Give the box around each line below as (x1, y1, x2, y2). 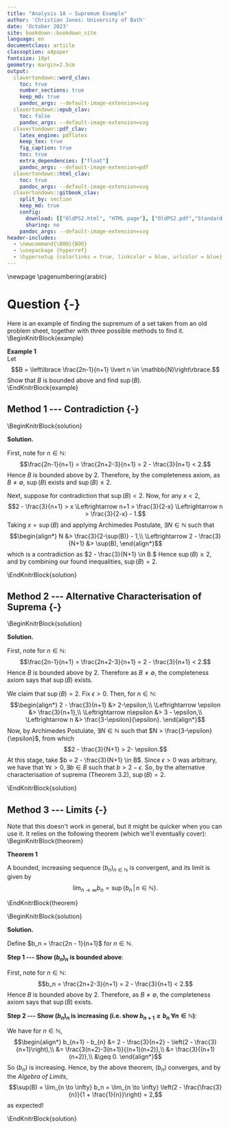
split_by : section (19, 196, 72, 203)
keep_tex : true (19, 138, 63, 145)
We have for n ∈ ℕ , (7, 1027, 62, 1035)
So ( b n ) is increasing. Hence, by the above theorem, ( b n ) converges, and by (7, 1064, 221, 1073)
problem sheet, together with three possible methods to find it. (7, 327, 184, 335)
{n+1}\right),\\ (16, 1045, 55, 1054)
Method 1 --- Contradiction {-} (7, 404, 139, 415)
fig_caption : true (19, 145, 72, 152)
